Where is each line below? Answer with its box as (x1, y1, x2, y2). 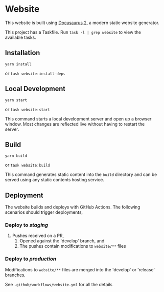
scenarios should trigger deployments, (5, 209, 83, 215)
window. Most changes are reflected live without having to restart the (5, 121, 145, 127)
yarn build (5, 153, 27, 158)
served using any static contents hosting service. (5, 177, 104, 183)
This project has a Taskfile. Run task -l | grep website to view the (5, 29, 141, 35)
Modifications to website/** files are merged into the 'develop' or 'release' (5, 266, 155, 272)
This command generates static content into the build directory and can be (5, 172, 157, 177)
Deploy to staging (5, 222, 48, 229)
